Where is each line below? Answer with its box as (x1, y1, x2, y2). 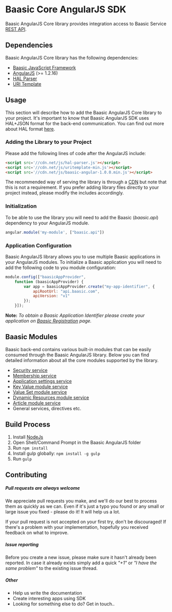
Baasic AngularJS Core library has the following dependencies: (5, 54, 139, 61)
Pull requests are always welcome (5, 485, 81, 491)
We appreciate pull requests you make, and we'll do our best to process (5, 498, 157, 504)
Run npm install (12, 445, 48, 451)
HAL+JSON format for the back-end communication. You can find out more (5, 120, 164, 126)
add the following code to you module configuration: (5, 264, 117, 271)
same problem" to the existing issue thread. (5, 565, 98, 571)
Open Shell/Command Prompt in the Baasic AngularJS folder (12, 439, 141, 445)
